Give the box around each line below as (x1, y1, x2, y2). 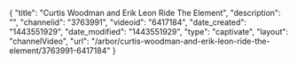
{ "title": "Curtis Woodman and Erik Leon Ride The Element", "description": (9, 8, 281, 18)
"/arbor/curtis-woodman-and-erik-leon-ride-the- (91, 36, 270, 46)
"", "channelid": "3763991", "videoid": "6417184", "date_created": (9, 17, 246, 28)
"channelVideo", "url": (9, 36, 90, 46)
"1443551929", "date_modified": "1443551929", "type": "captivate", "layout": (9, 27, 289, 36)
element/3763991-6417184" (9, 45, 111, 56)
